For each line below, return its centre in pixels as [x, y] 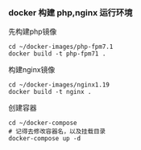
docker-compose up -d [45, 139]
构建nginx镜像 [32, 70]
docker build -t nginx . [50, 92]
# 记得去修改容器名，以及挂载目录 [57, 132]
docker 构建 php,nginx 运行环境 [70, 12]
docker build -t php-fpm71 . [57, 54]
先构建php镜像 [33, 32]
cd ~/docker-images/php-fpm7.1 [61, 47]
